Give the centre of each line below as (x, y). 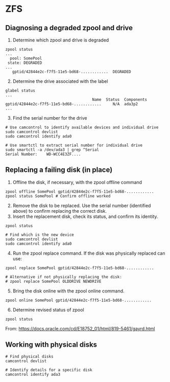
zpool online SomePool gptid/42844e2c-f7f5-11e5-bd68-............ (79, 300)
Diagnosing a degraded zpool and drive (69, 28)
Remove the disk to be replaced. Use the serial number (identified (82, 206)
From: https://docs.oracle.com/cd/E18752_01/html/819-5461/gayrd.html (80, 328)
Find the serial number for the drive (50, 118)
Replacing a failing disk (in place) (59, 170)
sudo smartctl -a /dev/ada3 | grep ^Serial (52, 150)
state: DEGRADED (25, 63)
